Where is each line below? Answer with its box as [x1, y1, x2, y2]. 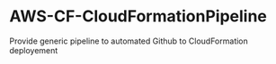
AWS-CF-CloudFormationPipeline [9, 6, 268, 27]
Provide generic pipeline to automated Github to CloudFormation [9, 36, 249, 46]
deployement [9, 44, 58, 55]
